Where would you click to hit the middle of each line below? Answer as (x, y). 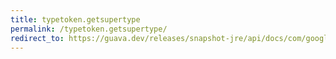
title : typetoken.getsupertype (75, 19)
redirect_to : (37, 38)
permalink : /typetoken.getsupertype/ (89, 29)
